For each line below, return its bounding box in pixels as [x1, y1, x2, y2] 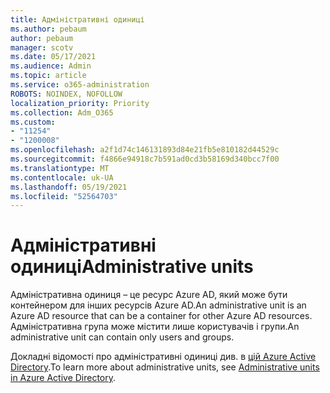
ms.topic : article [10, 71, 87, 81]
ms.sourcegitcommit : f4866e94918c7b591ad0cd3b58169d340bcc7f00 [10, 154, 280, 164]
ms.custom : [10, 117, 56, 127]
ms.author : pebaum [10, 24, 87, 34]
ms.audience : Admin [10, 61, 92, 71]
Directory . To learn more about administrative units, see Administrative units [10, 361, 320, 373]
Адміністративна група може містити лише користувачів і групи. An [10, 321, 300, 333]
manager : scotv [10, 42, 74, 53]
